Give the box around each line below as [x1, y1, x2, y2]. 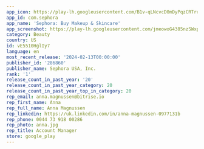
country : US [6, 37, 36, 43]
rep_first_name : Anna [6, 99, 61, 105]
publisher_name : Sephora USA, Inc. [6, 65, 97, 72]
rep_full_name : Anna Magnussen [6, 105, 86, 111]
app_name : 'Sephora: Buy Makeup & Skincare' [6, 20, 121, 26]
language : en [6, 49, 39, 55]
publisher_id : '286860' [6, 60, 67, 66]
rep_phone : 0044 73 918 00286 [6, 116, 83, 122]
